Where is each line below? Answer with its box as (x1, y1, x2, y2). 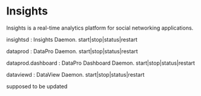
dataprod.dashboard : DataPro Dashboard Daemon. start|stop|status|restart (6, 59, 196, 66)
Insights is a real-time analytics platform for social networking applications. (6, 24, 194, 31)
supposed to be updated (6, 83, 68, 90)
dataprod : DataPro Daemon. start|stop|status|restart (6, 47, 138, 55)
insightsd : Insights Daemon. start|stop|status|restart (6, 36, 138, 43)
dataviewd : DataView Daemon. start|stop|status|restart (6, 71, 145, 78)
